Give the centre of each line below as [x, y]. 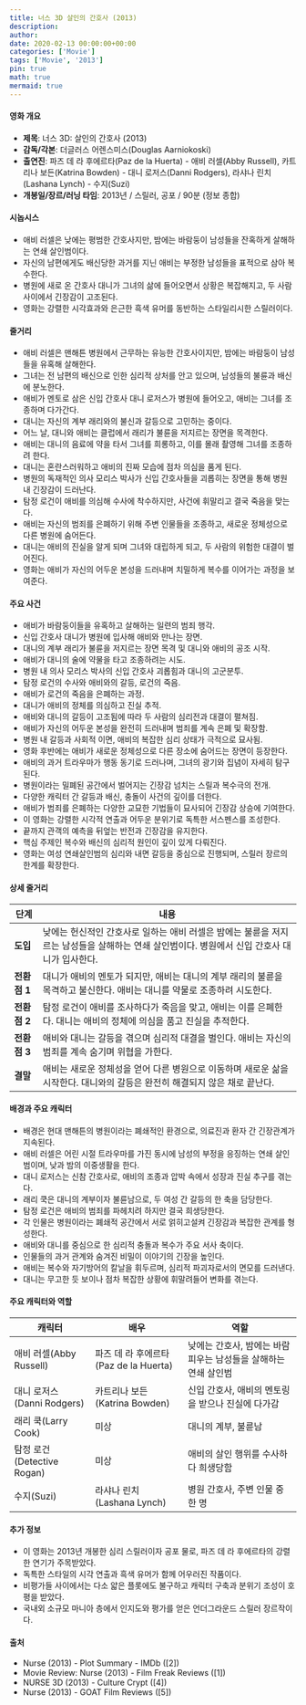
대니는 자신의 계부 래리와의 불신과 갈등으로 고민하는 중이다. [127, 422]
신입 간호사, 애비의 [225, 1390]
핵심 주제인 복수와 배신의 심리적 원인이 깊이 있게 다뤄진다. [125, 842]
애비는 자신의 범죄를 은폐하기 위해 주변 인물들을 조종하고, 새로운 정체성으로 [155, 524]
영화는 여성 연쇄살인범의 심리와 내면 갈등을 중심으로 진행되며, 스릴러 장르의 [155, 853]
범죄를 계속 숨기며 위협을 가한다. [107, 1051]
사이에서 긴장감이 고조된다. [70, 297]
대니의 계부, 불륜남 [225, 1427]
